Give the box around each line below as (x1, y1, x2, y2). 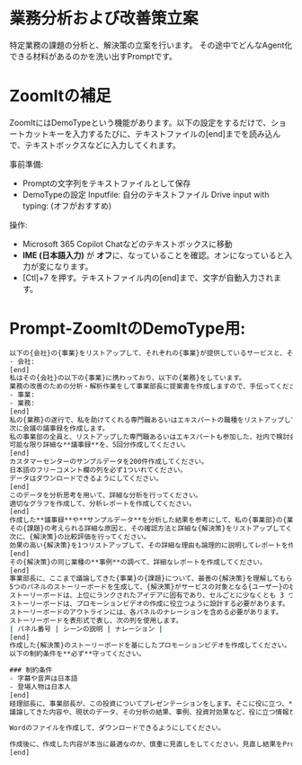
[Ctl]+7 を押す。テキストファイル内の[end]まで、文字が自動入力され (22, 271, 274, 283)
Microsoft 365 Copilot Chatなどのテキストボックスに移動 (22, 238, 233, 249)
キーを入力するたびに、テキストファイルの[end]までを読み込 (48, 128, 273, 139)
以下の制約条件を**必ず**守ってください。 (9, 649, 146, 659)
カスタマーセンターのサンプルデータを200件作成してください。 (9, 458, 209, 467)
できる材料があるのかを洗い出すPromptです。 (9, 50, 178, 61)
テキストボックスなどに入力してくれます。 (24, 139, 182, 150)
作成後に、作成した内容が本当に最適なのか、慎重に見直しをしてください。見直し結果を (9, 740, 283, 749)
